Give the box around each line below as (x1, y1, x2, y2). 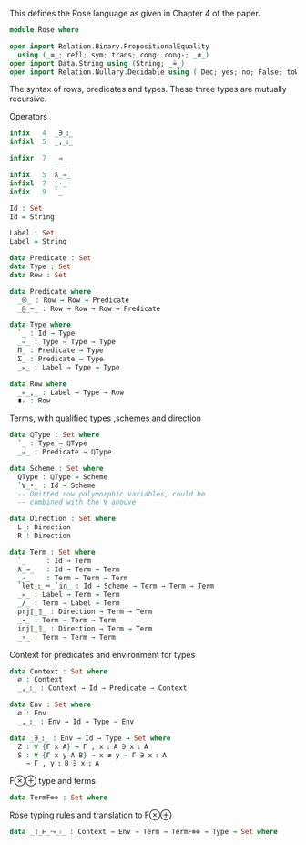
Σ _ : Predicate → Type (17, 354, 104, 363)
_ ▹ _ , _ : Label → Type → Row (17, 388, 125, 397)
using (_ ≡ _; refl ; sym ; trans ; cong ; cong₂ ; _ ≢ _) (17, 50, 209, 59)
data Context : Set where (9, 666, 107, 676)
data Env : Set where (9, 700, 92, 710)
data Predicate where (9, 287, 92, 296)
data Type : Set (9, 262, 71, 271)
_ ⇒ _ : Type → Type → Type (17, 338, 117, 347)
